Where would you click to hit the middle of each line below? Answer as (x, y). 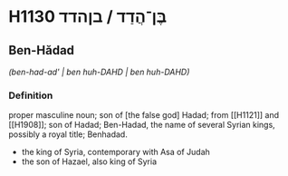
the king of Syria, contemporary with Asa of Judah (115, 152)
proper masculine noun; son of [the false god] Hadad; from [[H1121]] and (144, 115)
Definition (31, 95)
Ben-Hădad (41, 50)
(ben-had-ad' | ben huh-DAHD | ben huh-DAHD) (99, 72)
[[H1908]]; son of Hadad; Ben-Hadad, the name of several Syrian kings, (142, 125)
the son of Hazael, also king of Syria (89, 161)
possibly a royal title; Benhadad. (68, 134)
